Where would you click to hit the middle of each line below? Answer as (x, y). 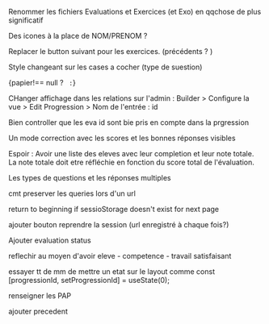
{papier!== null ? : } (42, 83)
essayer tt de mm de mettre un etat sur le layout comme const (112, 272)
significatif (26, 20)
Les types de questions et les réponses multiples (90, 178)
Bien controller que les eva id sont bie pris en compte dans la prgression (128, 123)
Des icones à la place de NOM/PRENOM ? (78, 36)
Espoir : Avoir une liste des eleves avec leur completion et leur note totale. (131, 154)
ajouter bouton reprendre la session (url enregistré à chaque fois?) (119, 224)
